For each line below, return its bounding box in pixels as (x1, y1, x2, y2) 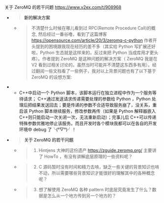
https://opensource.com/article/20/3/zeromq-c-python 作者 (31, 37, 153, 43)
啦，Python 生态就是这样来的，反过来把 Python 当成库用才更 (31, 50, 154, 55)
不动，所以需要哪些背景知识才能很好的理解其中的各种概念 (38, 170, 155, 176)
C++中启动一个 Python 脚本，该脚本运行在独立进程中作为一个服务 (19, 90, 153, 96)
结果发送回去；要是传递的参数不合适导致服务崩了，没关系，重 (32, 102, 157, 108)
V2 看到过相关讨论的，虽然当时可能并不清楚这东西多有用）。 (31, 62, 153, 68)
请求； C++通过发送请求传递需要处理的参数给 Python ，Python (23, 96, 151, 101)
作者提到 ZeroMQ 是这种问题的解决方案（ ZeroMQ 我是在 (42, 56, 158, 61)
